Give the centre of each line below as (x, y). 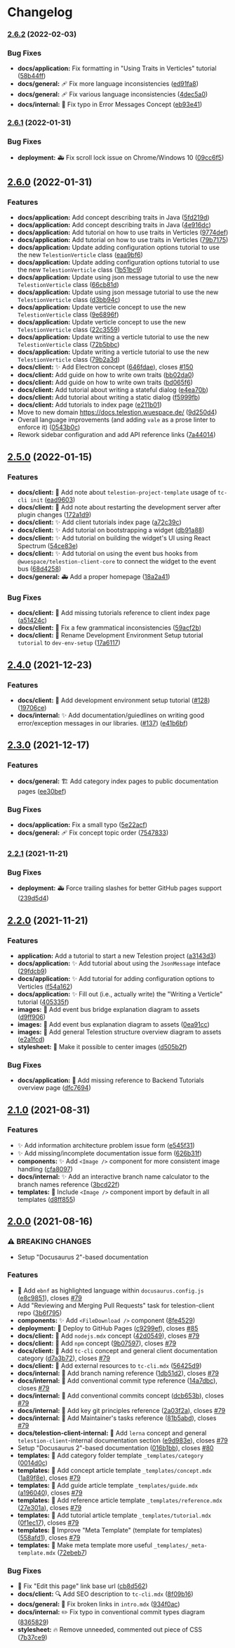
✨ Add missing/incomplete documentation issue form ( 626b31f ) (109, 1153)
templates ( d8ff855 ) (46, 1199)
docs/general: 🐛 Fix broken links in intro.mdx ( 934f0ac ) (99, 1604)
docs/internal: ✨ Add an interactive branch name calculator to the (113, 1177)
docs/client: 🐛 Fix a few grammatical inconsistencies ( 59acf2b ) (109, 628)
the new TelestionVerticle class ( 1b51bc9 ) (80, 270)
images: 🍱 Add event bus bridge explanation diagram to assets (108, 1009)
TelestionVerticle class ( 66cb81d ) (68, 285)
